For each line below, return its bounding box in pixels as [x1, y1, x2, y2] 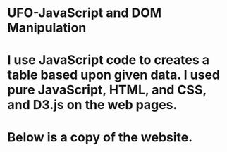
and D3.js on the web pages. [7, 97, 178, 113]
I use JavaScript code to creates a [7, 52, 210, 68]
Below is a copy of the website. [7, 129, 193, 145]
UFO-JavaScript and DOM [7, 5, 162, 21]
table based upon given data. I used [7, 67, 221, 83]
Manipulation [7, 20, 87, 36]
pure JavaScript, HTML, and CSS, [7, 82, 207, 98]
